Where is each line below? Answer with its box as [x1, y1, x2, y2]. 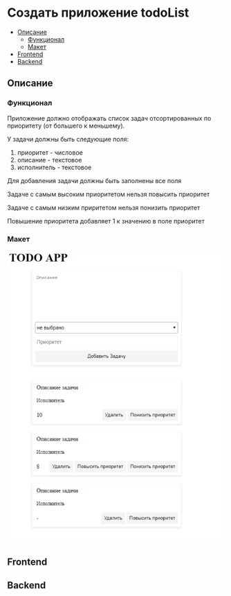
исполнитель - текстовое [17, 163, 92, 171]
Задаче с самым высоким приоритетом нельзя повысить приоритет [7, 189, 210, 198]
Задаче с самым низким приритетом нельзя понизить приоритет [7, 203, 201, 212]
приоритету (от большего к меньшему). [7, 121, 125, 130]
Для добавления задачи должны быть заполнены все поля [7, 176, 182, 185]
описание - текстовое [17, 155, 82, 164]
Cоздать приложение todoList [7, 5, 190, 21]
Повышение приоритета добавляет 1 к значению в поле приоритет [7, 216, 205, 225]
